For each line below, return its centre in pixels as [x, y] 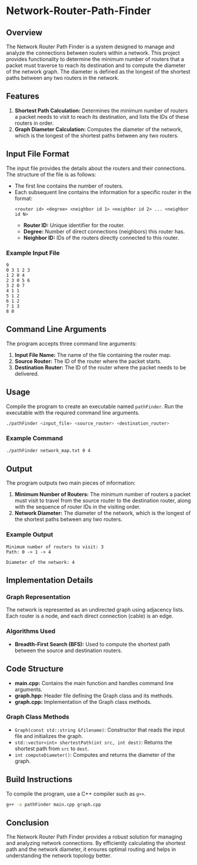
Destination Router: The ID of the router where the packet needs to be [100, 367]
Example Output [30, 535]
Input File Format [38, 154]
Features [23, 96]
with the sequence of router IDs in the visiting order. [78, 507]
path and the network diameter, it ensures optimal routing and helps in [91, 849]
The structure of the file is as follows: [51, 174]
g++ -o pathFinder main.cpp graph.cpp [54, 804]
